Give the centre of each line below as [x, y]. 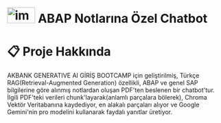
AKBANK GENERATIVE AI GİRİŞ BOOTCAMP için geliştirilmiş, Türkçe [103, 75]
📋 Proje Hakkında [59, 51]
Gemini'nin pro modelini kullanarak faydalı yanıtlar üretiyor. [90, 112]
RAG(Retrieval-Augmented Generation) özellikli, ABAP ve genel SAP [103, 82]
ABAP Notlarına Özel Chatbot [123, 19]
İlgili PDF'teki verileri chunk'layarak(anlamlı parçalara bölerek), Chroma [107, 97]
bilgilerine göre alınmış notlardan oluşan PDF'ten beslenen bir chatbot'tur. [111, 90]
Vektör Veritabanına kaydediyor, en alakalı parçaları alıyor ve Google [103, 104]
